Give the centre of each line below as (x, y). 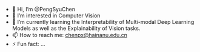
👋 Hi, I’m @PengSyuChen (44, 9)
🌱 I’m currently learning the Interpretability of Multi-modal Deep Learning (103, 22)
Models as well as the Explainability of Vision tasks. (76, 28)
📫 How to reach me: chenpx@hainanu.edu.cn (70, 35)
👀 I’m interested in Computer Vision (56, 16)
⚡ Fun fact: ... (28, 44)
